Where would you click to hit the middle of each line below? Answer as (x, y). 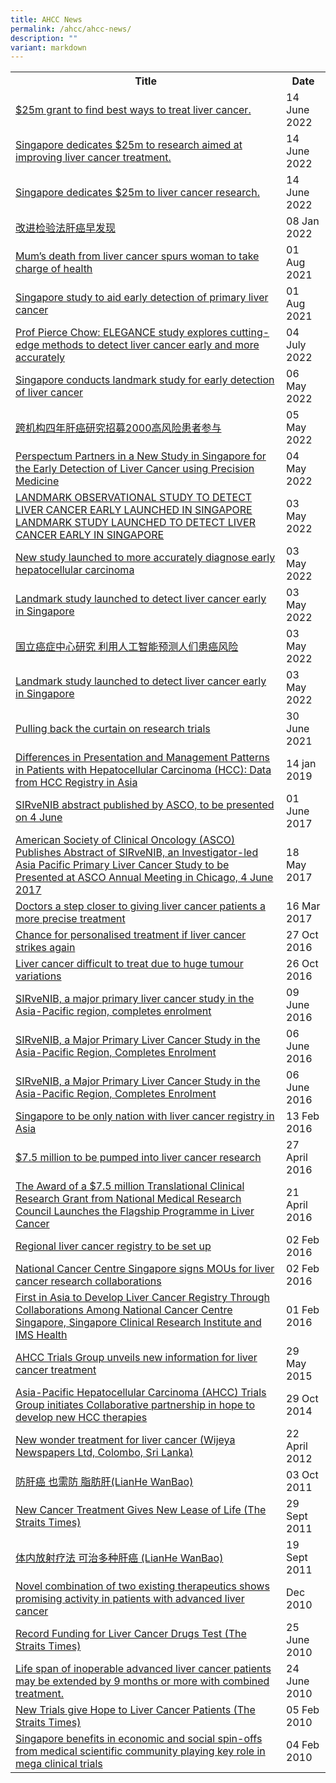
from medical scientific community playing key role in (140, 1751)
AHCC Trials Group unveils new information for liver (136, 1358)
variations (38, 976)
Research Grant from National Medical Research (128, 1199)
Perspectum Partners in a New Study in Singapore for (141, 456)
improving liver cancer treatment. (93, 158)
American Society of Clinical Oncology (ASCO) (125, 840)
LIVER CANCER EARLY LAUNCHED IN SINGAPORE (134, 510)
